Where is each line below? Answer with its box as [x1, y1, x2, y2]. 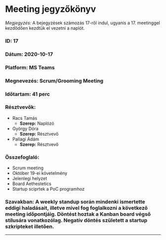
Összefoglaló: [5, 153, 40, 160]
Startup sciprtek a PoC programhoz [12, 186, 85, 192]
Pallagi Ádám [12, 136, 40, 142]
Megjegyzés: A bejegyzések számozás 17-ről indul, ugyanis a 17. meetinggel [5, 20, 161, 26]
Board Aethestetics [12, 181, 52, 187]
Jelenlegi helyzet [12, 176, 47, 182]
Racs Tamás [12, 115, 38, 121]
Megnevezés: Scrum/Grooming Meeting [5, 77, 104, 84]
